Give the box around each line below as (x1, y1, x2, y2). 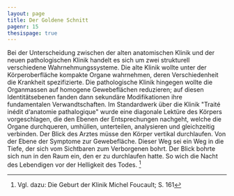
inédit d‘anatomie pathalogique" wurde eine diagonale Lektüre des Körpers (7, 108, 223, 116)
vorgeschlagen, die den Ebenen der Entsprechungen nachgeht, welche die (7, 115, 221, 124)
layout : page (7, 10, 45, 17)
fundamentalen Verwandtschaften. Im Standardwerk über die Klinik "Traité (7, 100, 221, 108)
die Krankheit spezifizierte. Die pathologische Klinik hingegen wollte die (7, 78, 213, 87)
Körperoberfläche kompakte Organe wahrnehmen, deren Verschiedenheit (7, 71, 219, 79)
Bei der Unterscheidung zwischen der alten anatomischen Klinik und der (7, 49, 214, 57)
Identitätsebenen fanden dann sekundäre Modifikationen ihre (7, 93, 182, 101)
